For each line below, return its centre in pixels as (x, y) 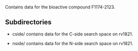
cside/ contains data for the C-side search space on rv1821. (73, 34)
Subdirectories (28, 22)
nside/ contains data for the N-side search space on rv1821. (73, 43)
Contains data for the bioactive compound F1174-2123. (60, 7)
